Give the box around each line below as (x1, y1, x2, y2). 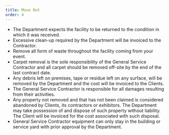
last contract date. (12, 69, 51, 75)
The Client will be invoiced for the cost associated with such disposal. (12, 113, 160, 119)
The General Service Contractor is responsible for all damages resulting (12, 86, 164, 92)
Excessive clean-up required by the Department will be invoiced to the (12, 37, 161, 43)
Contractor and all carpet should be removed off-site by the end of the (12, 64, 162, 70)
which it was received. (12, 32, 60, 38)
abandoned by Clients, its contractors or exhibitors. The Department (12, 102, 157, 108)
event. (12, 53, 27, 59)
